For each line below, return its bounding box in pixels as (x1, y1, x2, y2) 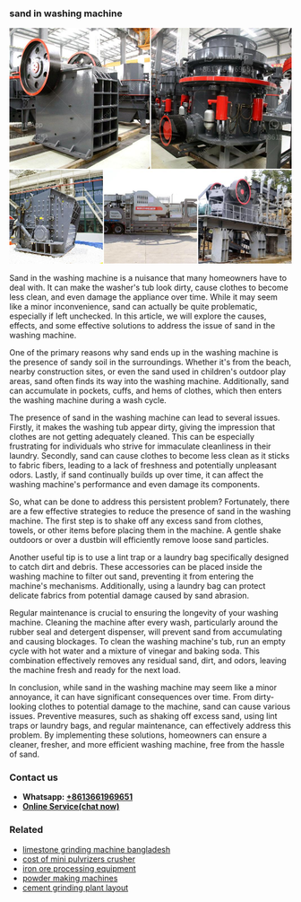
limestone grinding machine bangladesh (21, 844, 171, 854)
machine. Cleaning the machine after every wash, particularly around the (9, 617, 279, 627)
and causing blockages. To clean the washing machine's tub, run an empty (9, 635, 287, 646)
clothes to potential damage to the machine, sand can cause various (39, 701, 291, 712)
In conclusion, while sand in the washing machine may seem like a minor (9, 681, 278, 693)
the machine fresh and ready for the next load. (9, 664, 181, 675)
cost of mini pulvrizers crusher (21, 854, 136, 864)
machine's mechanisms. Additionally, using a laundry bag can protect (9, 580, 266, 591)
